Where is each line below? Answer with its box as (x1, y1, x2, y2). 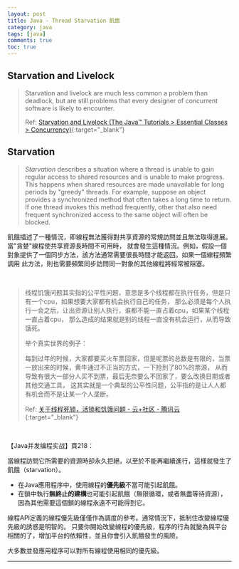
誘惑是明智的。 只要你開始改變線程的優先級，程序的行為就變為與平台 (26, 522, 228, 531)
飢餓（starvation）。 (7, 465, 65, 474)
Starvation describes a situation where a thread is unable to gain (24, 165, 215, 173)
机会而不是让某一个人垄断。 (31, 390, 112, 398)
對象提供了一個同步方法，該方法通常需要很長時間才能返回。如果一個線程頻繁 (7, 250, 232, 259)
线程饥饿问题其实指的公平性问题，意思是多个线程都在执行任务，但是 (24, 288, 225, 296)
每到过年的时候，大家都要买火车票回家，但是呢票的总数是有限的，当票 (24, 354, 231, 362)
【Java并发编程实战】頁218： (7, 441, 95, 449)
